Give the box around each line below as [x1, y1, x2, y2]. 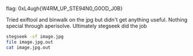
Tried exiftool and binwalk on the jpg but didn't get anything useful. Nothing [6, 16, 188, 23]
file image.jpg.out [6, 39, 54, 45]
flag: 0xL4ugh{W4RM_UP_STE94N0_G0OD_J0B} [6, 5, 123, 12]
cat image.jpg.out [6, 44, 51, 50]
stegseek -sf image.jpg [6, 34, 64, 40]
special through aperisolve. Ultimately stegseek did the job [6, 23, 148, 29]
